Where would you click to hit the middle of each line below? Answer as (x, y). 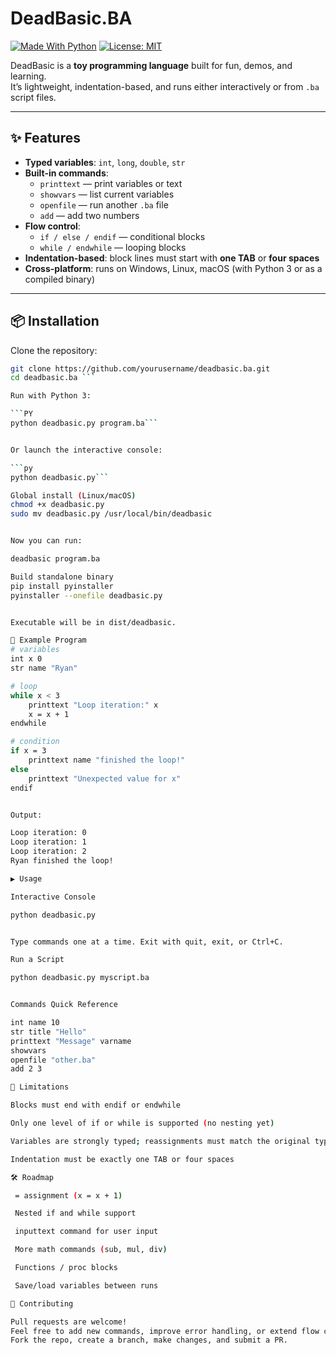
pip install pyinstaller (62, 586)
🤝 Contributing (42, 1303)
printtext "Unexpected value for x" (105, 778)
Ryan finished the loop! (62, 861)
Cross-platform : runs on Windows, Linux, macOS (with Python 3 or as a (173, 268)
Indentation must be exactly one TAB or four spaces (122, 1159)
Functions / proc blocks (66, 1268)
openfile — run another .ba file (104, 204)
